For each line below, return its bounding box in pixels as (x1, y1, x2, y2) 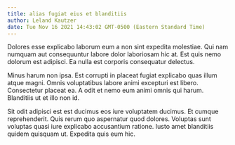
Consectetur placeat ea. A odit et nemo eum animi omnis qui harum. (7, 86, 204, 95)
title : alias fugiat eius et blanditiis (7, 10, 128, 18)
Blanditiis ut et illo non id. (7, 94, 80, 102)
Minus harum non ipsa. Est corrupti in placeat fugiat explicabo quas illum (7, 71, 217, 80)
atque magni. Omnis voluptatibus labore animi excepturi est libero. (7, 79, 199, 87)
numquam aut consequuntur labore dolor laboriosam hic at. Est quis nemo (7, 50, 222, 58)
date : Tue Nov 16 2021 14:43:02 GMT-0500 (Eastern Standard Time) (7, 23, 206, 30)
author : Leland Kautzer (7, 17, 77, 24)
